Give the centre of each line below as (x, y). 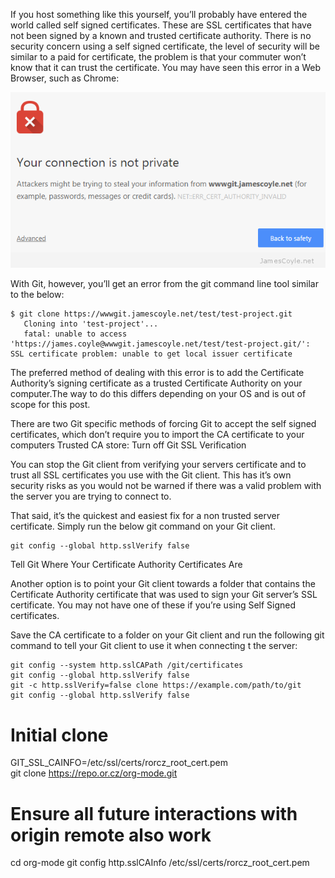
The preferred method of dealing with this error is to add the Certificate (157, 373)
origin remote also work (111, 835)
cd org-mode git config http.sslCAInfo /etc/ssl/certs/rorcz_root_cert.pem (160, 863)
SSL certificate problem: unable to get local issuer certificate (151, 354)
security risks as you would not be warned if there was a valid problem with (166, 486)
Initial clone (59, 735)
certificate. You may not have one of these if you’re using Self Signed (153, 605)
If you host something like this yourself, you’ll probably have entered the (159, 14)
